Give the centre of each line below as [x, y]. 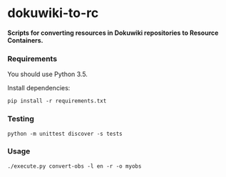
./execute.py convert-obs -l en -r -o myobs [75, 166]
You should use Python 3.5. [47, 74]
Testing [21, 119]
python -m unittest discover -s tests [65, 134]
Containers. [26, 40]
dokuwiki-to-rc [53, 13]
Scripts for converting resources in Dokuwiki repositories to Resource [113, 33]
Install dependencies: [39, 88]
